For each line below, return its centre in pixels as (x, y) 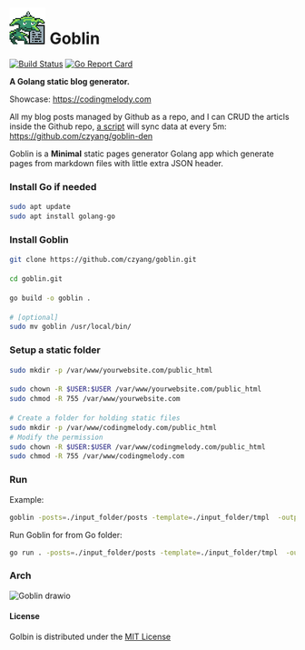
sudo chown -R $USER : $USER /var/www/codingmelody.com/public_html (138, 447)
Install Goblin (39, 239)
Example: (27, 499)
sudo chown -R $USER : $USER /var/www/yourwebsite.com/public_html (135, 389)
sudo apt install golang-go (63, 216)
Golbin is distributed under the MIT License (90, 636)
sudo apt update (40, 207)
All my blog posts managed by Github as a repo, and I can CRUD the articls (149, 116)
